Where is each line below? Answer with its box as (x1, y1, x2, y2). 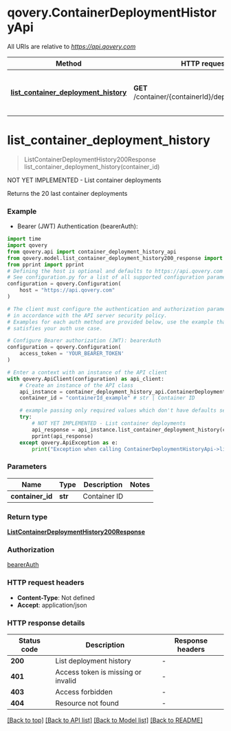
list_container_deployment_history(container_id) (23, 162, 160, 170)
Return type (7, 512, 48, 521)
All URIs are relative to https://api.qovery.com (7, 42, 136, 50)
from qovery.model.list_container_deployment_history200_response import (7, 254, 223, 261)
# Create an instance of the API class (19, 381, 134, 389)
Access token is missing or (54, 667, 142, 677)
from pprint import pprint (7, 261, 85, 268)
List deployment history (54, 656, 131, 665)
